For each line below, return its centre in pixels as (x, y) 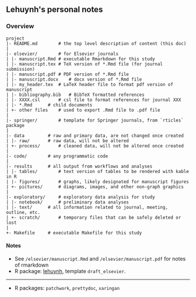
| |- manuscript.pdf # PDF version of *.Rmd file (68, 74)
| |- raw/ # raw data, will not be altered (68, 141)
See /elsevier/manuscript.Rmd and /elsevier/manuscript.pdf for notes (100, 258)
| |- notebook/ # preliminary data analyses (68, 202)
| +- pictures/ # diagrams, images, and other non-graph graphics (95, 187)
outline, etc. (23, 212)
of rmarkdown (32, 265)
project (15, 38)
